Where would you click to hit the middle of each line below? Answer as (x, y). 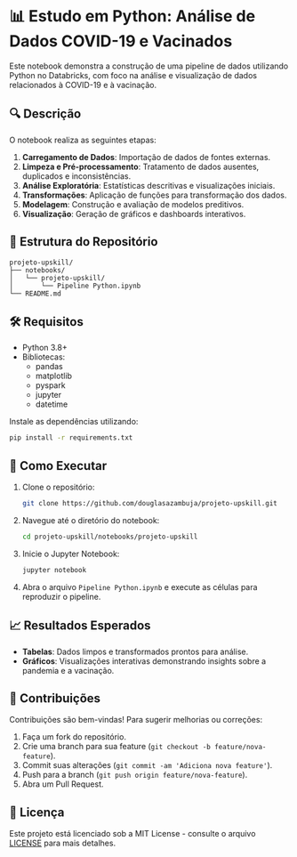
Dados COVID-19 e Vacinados (121, 41)
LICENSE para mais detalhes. (63, 843)
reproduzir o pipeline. (61, 596)
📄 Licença (37, 812)
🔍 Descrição (45, 114)
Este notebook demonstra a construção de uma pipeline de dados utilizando (149, 66)
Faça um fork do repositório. (74, 737)
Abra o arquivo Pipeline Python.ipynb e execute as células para (140, 586)
